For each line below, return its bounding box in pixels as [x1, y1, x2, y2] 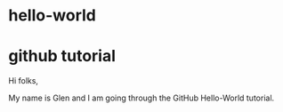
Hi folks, [8, 76, 39, 86]
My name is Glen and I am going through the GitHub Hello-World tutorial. [8, 92, 275, 103]
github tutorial [8, 46, 117, 67]
